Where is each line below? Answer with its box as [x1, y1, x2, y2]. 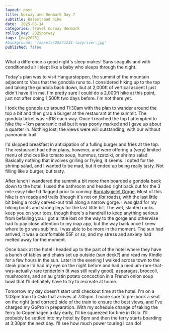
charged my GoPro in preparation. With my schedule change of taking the [5, 304, 158, 310]
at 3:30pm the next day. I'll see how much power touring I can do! [5, 320, 142, 326]
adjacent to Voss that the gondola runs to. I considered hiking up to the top [5, 79, 160, 85]
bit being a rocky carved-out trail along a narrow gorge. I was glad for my [5, 199, 157, 205]
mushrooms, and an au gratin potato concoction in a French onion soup [5, 273, 153, 279]
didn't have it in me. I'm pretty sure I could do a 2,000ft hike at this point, [5, 90, 156, 96]
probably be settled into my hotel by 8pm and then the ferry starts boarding [5, 315, 162, 321]
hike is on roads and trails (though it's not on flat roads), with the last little [5, 194, 158, 200]
